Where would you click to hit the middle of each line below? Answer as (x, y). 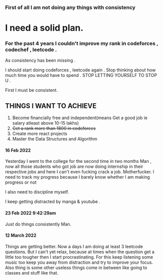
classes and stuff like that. (32, 273)
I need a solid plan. (44, 28)
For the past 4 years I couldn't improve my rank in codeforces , (82, 44)
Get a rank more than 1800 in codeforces (54, 129)
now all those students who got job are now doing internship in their (74, 167)
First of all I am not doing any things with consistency (70, 7)
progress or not (21, 182)
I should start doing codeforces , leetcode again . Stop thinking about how (81, 70)
